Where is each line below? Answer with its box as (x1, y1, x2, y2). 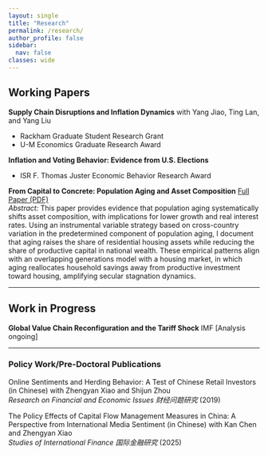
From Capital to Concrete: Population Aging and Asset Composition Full (8, 186, 250, 196)
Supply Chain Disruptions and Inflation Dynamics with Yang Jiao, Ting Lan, (8, 107, 259, 117)
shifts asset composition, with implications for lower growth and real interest (8, 211, 259, 221)
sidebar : (8, 42, 37, 50)
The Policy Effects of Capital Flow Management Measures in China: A (8, 411, 237, 421)
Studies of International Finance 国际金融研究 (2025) (8, 437, 182, 447)
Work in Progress (8, 301, 97, 316)
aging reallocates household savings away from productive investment (8, 262, 241, 272)
